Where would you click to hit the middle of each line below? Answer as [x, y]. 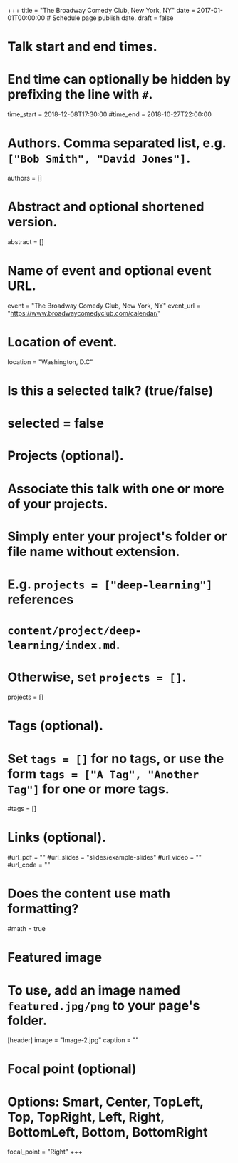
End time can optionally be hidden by [119, 80]
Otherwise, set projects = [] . [97, 677]
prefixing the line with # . [80, 95]
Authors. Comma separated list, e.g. [117, 143]
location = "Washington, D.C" [50, 362]
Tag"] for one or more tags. [88, 789]
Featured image [55, 958]
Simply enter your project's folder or [117, 537]
